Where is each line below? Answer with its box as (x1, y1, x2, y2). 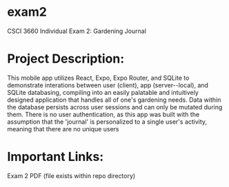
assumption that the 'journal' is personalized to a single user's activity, (7, 118, 208, 126)
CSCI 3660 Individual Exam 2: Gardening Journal (7, 27, 147, 35)
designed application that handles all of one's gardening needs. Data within (7, 96, 221, 104)
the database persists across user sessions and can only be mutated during (7, 102, 223, 111)
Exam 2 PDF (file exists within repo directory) (7, 171, 136, 179)
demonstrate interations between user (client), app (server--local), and (7, 80, 209, 89)
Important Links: (7, 149, 104, 165)
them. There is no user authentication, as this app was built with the (7, 110, 200, 118)
